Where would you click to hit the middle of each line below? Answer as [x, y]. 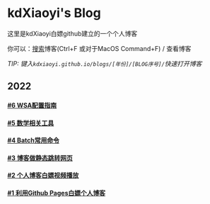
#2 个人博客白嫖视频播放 [43, 176]
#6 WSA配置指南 [32, 105]
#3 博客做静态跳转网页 [40, 158]
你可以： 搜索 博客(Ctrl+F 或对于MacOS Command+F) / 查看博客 [99, 48]
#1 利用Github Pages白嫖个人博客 [57, 193]
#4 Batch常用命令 [34, 140]
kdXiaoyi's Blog [54, 13]
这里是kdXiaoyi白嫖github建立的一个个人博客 [72, 33]
